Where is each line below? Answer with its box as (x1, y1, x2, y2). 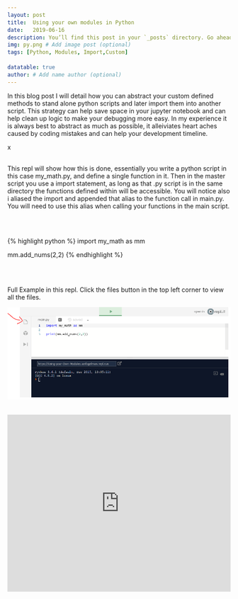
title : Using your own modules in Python (7, 18, 135, 26)
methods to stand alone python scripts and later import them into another (7, 99, 222, 108)
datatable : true (7, 64, 55, 71)
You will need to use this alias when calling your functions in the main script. (7, 202, 230, 210)
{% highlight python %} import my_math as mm (7, 236, 145, 245)
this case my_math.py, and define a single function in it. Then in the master (7, 171, 226, 180)
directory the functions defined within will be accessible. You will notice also (7, 186, 230, 195)
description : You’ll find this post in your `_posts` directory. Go (7, 34, 214, 41)
